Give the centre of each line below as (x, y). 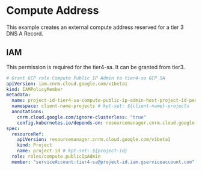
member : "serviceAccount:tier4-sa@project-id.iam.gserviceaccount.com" (103, 162)
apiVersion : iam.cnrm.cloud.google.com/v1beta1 (67, 84)
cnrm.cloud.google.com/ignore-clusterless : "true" (82, 117)
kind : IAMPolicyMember (35, 89)
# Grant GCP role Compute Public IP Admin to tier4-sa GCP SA (86, 78)
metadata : (19, 95)
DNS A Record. (25, 33)
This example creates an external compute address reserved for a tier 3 (95, 27)
